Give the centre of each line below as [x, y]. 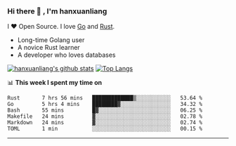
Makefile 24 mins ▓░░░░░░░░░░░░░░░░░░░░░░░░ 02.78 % [105, 117]
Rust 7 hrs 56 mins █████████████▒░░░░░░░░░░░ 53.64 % [105, 98]
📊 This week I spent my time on [55, 83]
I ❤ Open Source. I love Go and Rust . [61, 27]
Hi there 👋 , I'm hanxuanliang [57, 11]
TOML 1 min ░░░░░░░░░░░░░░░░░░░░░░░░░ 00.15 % [105, 129]
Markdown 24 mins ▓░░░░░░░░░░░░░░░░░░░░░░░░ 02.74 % [105, 123]
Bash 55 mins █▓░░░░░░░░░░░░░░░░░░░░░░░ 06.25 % [105, 111]
